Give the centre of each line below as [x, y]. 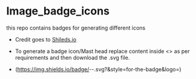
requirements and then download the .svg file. [72, 57]
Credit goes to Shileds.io [46, 39]
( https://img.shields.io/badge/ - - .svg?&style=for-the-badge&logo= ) [98, 69]
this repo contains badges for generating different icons [76, 28]
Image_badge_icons [58, 11]
